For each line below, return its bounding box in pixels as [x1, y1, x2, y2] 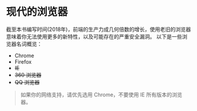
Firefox [14, 58, 32, 65]
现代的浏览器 [6, 5, 69, 19]
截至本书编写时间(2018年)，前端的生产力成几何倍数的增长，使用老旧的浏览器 [6, 26, 191, 33]
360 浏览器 [14, 71, 42, 78]
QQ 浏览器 [14, 78, 40, 85]
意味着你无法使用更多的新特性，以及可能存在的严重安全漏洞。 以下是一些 [6, 33, 182, 40]
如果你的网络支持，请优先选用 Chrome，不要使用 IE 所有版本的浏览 [20, 91, 183, 98]
